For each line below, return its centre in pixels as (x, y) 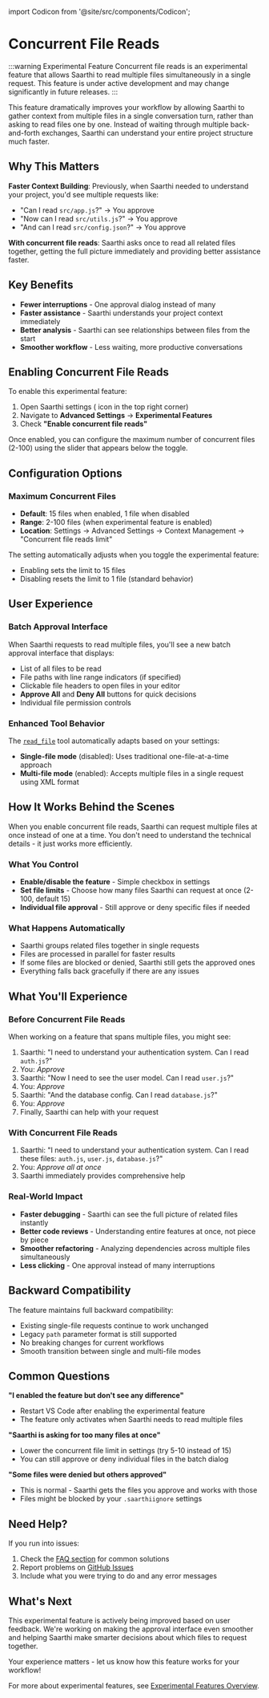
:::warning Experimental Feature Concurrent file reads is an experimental (128, 66)
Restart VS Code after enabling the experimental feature (112, 1411)
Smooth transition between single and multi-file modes (110, 1351)
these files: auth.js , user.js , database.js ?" (91, 1159)
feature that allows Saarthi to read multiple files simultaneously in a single (129, 75)
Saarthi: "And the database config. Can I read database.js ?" (118, 1095)
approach (36, 765)
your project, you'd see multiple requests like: (83, 194)
